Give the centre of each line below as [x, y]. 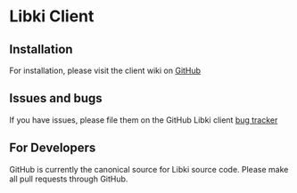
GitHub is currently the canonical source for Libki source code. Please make [149, 169]
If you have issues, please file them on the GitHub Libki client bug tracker [144, 120]
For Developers [53, 148]
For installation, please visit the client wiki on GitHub [105, 70]
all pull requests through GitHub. [69, 179]
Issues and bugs [56, 98]
